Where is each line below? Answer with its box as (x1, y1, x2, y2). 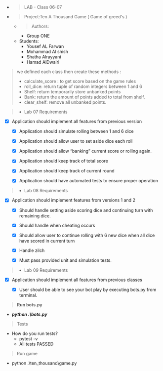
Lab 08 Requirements (24, 188, 68, 194)
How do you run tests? (11, 330, 58, 336)
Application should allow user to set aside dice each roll (19, 138, 133, 144)
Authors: (31, 23, 49, 29)
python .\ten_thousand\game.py (11, 360, 77, 366)
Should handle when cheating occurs (19, 222, 95, 228)
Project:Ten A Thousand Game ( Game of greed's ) (24, 14, 127, 19)
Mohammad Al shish (26, 49, 69, 54)
